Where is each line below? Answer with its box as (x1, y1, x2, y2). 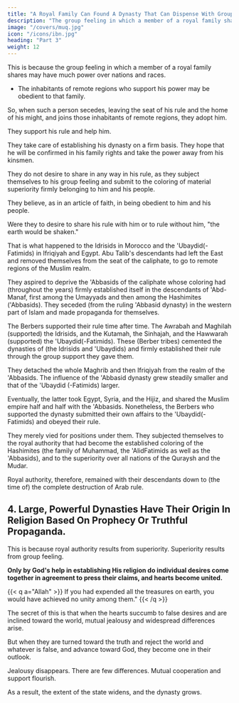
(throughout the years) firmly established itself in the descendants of (7, 285, 209, 294)
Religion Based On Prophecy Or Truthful (7, 514, 188, 527)
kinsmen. (7, 156, 34, 164)
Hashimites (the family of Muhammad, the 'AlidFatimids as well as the (7, 446, 211, 455)
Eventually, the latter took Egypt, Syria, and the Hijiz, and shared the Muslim (7, 395, 230, 403)
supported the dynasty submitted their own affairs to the (7, 410, 173, 418)
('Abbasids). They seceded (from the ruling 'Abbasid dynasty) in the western (7, 300, 232, 309)
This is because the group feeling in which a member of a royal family (7, 63, 212, 71)
